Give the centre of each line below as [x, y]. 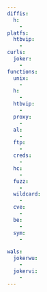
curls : [16, 53]
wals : [15, 252]
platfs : [18, 33]
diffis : [18, 14]
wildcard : [27, 194]
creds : [22, 156]
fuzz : [21, 181]
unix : [21, 78]
